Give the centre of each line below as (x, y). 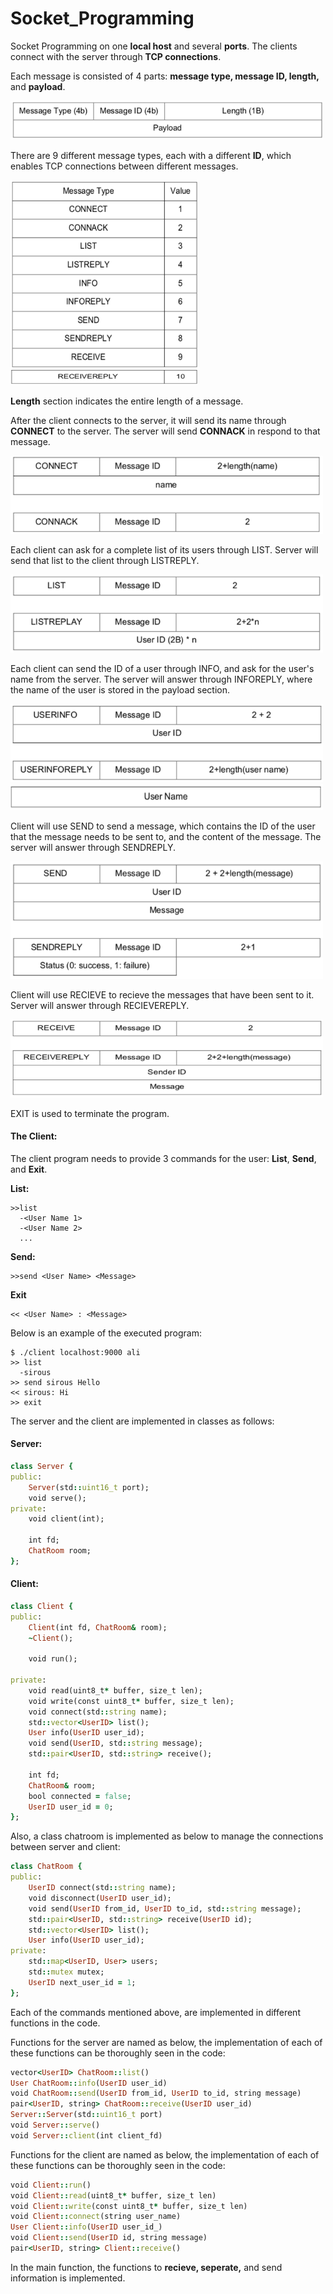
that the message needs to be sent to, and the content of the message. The (166, 837)
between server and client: (65, 1847)
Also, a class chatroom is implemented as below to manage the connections (167, 1836)
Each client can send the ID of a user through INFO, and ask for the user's (162, 669)
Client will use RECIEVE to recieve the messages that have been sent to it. (162, 994)
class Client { (42, 1606)
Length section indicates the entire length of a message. (127, 401)
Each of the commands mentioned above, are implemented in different (155, 2012)
